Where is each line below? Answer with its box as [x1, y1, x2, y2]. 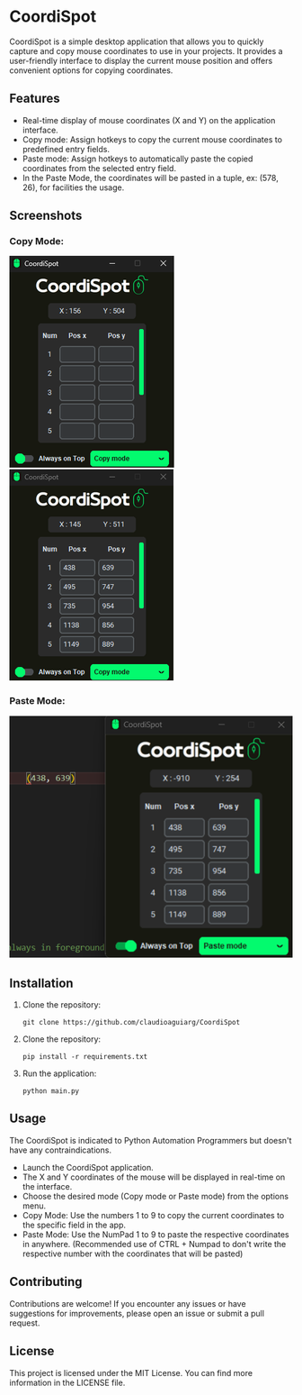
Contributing [9, 1274, 83, 1290]
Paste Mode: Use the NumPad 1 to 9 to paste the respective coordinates [22, 1228, 289, 1240]
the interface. [22, 1181, 73, 1191]
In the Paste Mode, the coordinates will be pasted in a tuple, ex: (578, [22, 172, 279, 183]
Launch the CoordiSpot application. [22, 1162, 155, 1172]
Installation [9, 975, 74, 990]
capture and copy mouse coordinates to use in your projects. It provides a [9, 45, 283, 56]
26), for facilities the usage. [22, 182, 125, 193]
